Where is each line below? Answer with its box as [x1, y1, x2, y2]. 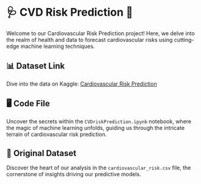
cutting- [174, 36, 194, 43]
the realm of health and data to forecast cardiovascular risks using [6, 36, 173, 43]
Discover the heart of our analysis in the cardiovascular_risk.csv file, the [6, 164, 191, 171]
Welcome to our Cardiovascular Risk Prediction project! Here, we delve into [6, 29, 195, 37]
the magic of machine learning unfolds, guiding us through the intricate [6, 124, 185, 131]
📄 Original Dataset [6, 148, 77, 158]
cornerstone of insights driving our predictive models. [6, 171, 141, 178]
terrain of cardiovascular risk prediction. [6, 131, 107, 138]
